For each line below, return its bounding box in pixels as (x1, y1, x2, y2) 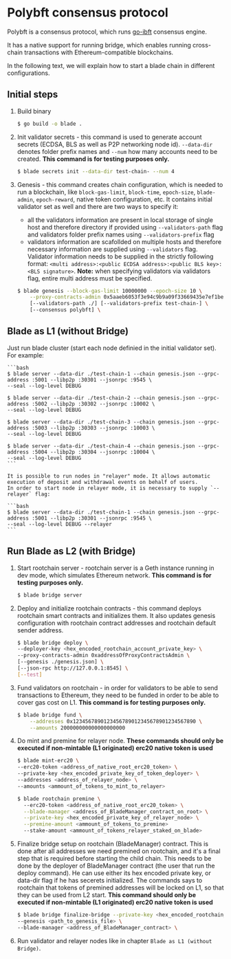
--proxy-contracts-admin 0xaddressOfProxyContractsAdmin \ (16, 652, 190, 659)
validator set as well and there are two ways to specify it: (16, 202, 179, 210)
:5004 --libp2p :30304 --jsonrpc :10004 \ (32, 448, 155, 455)
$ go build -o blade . (16, 120, 82, 127)
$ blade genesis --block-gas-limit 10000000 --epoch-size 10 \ (16, 287, 203, 294)
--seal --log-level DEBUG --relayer (7, 520, 112, 527)
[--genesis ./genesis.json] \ (16, 659, 104, 665)
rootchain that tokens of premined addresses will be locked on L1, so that (16, 883, 225, 892)
